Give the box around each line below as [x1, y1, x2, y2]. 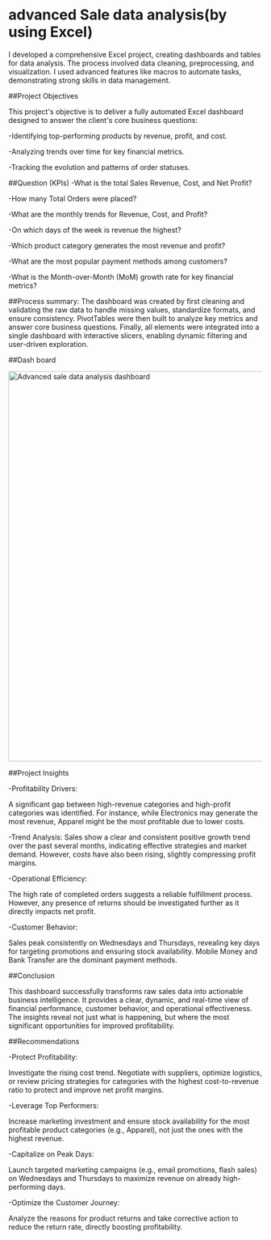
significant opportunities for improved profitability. [8, 1021, 175, 1031]
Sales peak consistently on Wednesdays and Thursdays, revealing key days [8, 937, 261, 947]
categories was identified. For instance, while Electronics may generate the [8, 807, 258, 818]
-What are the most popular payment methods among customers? [8, 256, 228, 266]
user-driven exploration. [8, 339, 89, 349]
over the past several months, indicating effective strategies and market [8, 840, 248, 850]
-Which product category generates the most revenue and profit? [8, 240, 226, 250]
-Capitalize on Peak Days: [8, 1149, 94, 1158]
